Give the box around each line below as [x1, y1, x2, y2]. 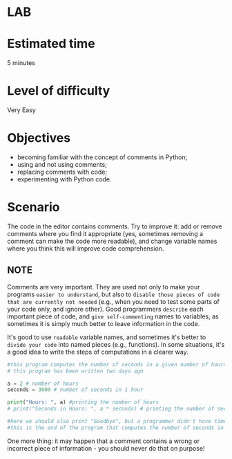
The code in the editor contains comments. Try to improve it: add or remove [7, 222, 222, 231]
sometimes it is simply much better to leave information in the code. [7, 319, 200, 327]
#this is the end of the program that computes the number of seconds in [7, 424, 224, 431]
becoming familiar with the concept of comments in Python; [17, 153, 188, 161]
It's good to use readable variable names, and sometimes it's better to [7, 333, 206, 341]
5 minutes [7, 59, 36, 67]
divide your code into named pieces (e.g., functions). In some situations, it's [7, 340, 225, 348]
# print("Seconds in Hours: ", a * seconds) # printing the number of [7, 406, 215, 413]
